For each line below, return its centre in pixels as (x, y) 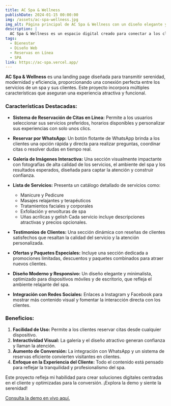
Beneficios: (20, 318)
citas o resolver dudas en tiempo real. (52, 149)
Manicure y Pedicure (42, 195)
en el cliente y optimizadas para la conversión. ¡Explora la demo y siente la (83, 383)
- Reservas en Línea (32, 53)
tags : (11, 39)
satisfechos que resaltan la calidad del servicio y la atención (76, 237)
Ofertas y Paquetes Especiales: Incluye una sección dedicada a (80, 253)
